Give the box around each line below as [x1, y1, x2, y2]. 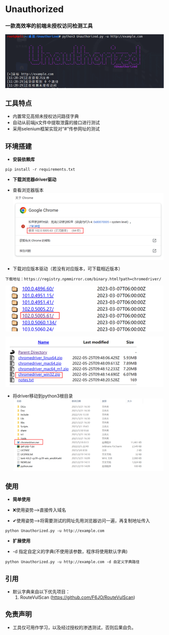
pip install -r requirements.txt [5, 167, 75, 172]
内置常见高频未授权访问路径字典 [12, 113, 79, 119]
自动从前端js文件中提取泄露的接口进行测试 [12, 120, 100, 126]
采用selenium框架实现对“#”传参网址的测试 [12, 126, 100, 132]
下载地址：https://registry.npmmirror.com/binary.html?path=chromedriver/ [5, 277, 162, 282]
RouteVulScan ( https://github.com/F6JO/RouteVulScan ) [20, 594, 135, 600]
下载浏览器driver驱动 [12, 176, 57, 183]
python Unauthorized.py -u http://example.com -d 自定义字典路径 [5, 560, 140, 565]
